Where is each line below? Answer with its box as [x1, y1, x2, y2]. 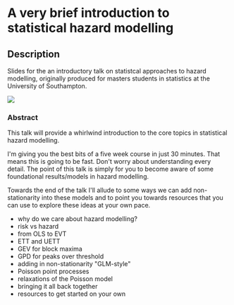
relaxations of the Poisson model [17, 275, 113, 283]
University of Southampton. [7, 82, 87, 90]
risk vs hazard [17, 222, 59, 231]
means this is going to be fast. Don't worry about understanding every [7, 157, 211, 166]
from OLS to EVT [17, 229, 67, 238]
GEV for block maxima [17, 245, 82, 253]
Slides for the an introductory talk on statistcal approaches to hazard [7, 67, 207, 75]
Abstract [7, 112, 39, 122]
